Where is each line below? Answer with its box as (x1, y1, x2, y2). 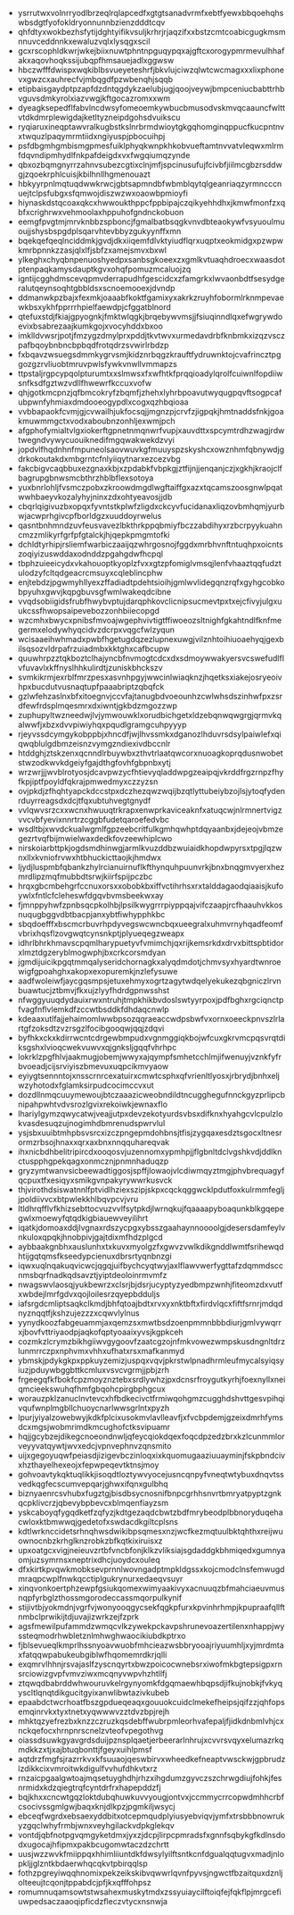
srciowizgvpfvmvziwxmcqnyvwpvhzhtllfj (17, 1668, 167, 1678)
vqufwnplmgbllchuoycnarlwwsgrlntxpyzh (17, 1402, 170, 1413)
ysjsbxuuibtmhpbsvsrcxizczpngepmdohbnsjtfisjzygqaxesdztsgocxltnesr (17, 1127, 282, 1138)
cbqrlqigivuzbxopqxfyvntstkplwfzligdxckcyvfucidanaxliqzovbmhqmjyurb (17, 501, 285, 512)
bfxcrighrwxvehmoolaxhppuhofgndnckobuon (17, 207, 184, 217)
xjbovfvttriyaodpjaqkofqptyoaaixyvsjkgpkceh (17, 1326, 184, 1337)
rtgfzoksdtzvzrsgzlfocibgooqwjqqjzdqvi (17, 1023, 165, 1033)
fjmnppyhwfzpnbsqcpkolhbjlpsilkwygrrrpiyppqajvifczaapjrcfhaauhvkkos (17, 899, 283, 910)
